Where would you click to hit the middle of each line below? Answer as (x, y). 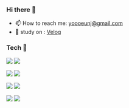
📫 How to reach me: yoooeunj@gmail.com (69, 23)
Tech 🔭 (17, 48)
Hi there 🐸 (21, 10)
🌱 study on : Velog (38, 32)
